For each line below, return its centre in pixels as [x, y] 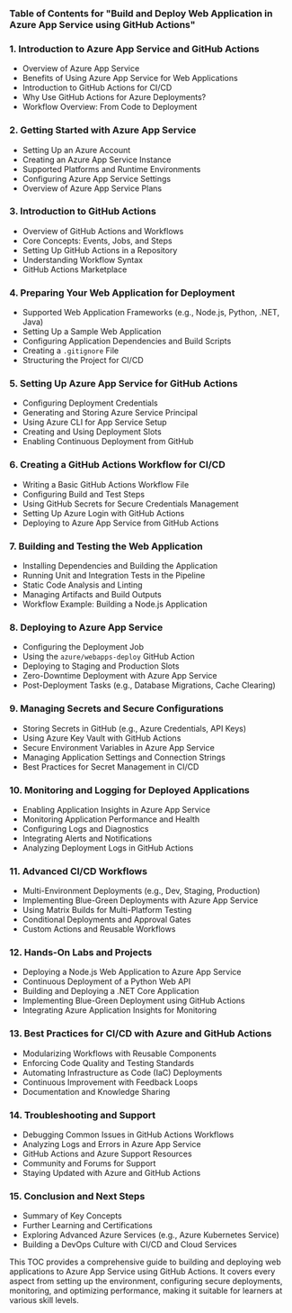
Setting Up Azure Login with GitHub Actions [103, 513]
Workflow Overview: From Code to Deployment [110, 107]
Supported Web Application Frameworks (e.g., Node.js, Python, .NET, [151, 313]
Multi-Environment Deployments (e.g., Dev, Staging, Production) [141, 891]
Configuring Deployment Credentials [90, 403]
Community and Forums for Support [89, 1163]
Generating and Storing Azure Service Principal [110, 413]
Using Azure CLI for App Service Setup [95, 423]
